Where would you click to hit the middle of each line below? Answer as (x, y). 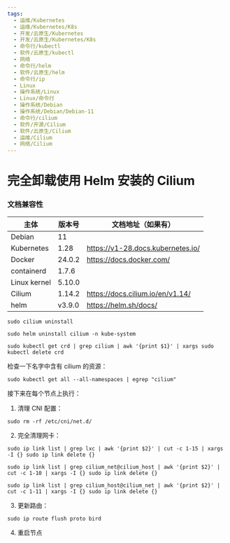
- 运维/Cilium (33, 137)
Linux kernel (31, 282)
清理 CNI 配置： (40, 408)
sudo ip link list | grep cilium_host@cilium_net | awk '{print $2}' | (114, 485)
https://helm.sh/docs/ (122, 305)
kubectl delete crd (36, 352)
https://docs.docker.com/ (128, 259)
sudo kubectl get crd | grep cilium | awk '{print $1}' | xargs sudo (111, 346)
